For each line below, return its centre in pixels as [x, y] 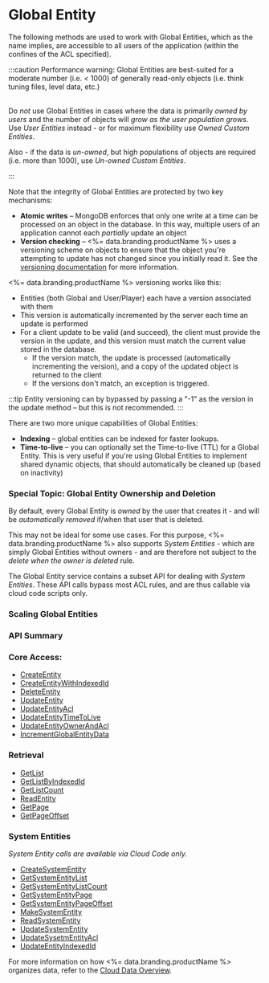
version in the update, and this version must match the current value [133, 341]
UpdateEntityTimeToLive [60, 717]
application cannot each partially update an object [103, 232]
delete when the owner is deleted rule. [71, 561]
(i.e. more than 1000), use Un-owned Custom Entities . [97, 160]
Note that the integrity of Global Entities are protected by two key [116, 191]
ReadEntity [38, 798]
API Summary [36, 636]
